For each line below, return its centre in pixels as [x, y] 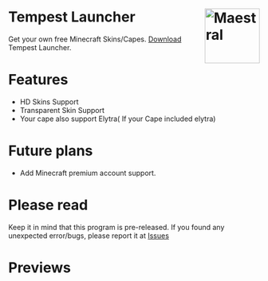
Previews [40, 267]
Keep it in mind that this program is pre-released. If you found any [116, 227]
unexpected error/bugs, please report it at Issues [89, 236]
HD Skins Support [49, 101]
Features [38, 80]
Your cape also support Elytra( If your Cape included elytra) [118, 119]
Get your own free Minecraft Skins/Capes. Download [95, 39]
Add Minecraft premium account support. [88, 173]
